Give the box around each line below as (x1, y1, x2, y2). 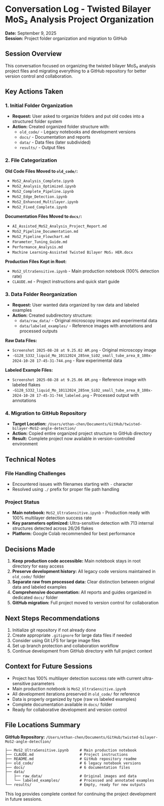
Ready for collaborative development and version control (12, 707, 127, 713)
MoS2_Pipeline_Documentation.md (12, 229, 78, 234)
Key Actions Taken (5, 88, 64, 96)
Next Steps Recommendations (5, 614, 100, 623)
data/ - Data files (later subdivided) (19, 139, 91, 146)
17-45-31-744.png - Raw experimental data (36, 358, 122, 363)
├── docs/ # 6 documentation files (5, 765, 131, 770)
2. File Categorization (5, 157, 57, 164)
